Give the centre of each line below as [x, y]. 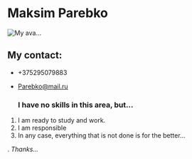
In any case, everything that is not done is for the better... [102, 135]
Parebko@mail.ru [43, 86]
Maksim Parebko [58, 13]
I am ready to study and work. [62, 120]
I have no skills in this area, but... [75, 105]
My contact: [35, 55]
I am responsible [42, 128]
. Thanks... [23, 149]
